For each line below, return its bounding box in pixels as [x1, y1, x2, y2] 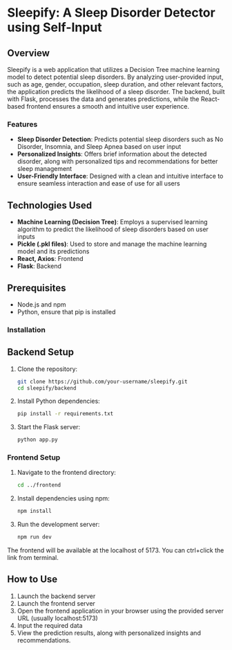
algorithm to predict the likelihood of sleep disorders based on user [17, 225, 209, 233]
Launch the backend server [17, 592, 96, 600]
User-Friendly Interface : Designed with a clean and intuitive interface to [17, 172, 224, 181]
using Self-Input [7, 19, 102, 35]
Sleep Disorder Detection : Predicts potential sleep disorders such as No [17, 135, 224, 143]
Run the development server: [17, 521, 100, 529]
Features [7, 119, 38, 129]
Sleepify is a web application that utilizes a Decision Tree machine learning [7, 66, 220, 73]
